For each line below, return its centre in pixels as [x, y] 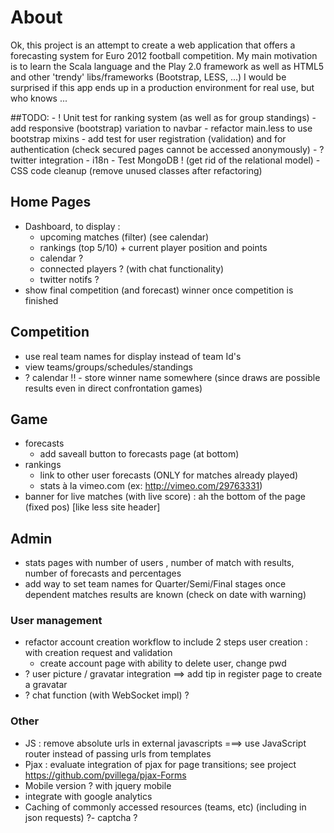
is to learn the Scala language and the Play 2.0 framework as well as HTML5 [167, 66]
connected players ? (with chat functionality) [132, 268]
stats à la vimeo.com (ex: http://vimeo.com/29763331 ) [151, 486]
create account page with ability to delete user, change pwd [163, 663]
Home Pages [51, 202]
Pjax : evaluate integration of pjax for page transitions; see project [160, 764]
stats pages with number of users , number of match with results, [159, 563]
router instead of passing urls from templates [118, 753]
